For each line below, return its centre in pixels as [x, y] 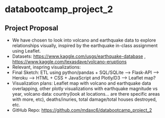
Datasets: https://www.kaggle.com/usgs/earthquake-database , [79, 56]
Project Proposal [32, 28]
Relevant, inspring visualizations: [46, 67]
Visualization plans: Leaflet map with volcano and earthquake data [81, 83]
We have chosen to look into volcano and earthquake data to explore [84, 40]
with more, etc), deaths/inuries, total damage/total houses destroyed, [84, 99]
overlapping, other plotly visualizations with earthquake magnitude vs [85, 89]
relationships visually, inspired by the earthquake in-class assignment [85, 46]
